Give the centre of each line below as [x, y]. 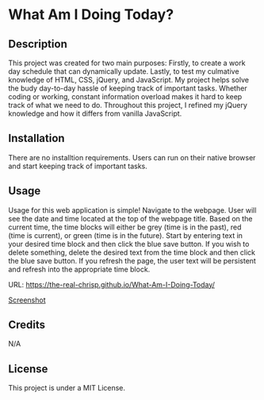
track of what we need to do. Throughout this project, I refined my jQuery [128, 105]
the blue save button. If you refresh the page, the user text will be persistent [132, 260]
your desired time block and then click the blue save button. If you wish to [129, 244]
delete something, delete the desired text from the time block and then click [132, 252]
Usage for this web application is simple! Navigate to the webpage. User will [132, 210]
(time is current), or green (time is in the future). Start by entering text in [126, 235]
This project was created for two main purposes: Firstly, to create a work [127, 63]
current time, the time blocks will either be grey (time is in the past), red [125, 227]
